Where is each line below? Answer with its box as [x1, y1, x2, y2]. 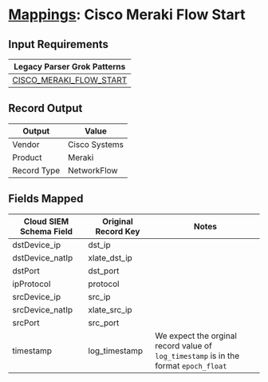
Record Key [95, 225, 140, 237]
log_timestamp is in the [155, 350, 240, 361]
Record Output [8, 101, 83, 115]
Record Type [12, 165, 61, 176]
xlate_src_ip [88, 304, 133, 315]
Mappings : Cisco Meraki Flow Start [8, 6, 246, 24]
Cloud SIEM [23, 216, 69, 227]
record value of [155, 340, 213, 351]
